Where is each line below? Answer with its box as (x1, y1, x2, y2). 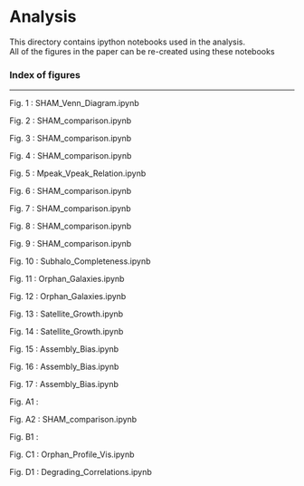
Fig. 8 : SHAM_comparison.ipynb (9, 220, 132, 232)
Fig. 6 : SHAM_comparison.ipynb (9, 186, 132, 197)
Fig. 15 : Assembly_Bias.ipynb (9, 344, 119, 355)
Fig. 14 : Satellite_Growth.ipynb (9, 326, 124, 337)
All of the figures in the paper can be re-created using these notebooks (9, 45, 275, 56)
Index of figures (9, 68, 81, 81)
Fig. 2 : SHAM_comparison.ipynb (9, 115, 132, 126)
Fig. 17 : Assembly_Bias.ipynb (9, 379, 119, 390)
